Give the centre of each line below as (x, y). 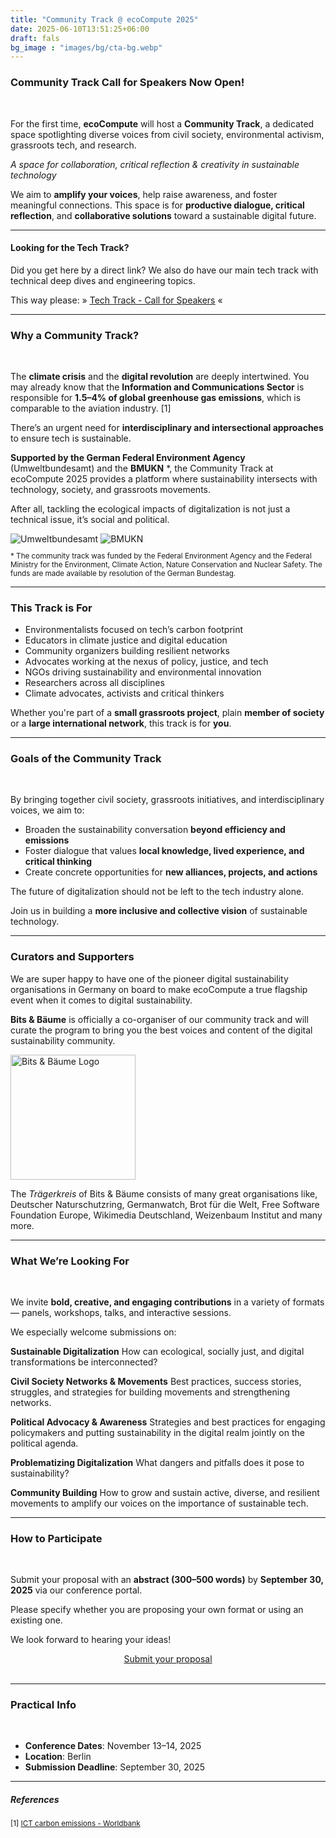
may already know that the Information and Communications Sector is (157, 387)
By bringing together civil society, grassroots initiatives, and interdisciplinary (167, 800)
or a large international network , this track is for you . (121, 723)
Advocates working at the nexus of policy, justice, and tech (146, 661)
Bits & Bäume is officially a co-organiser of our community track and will (159, 1019)
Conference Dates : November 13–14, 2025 (113, 1746)
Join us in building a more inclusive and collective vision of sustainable (159, 911)
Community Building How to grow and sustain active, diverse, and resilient (165, 1492)
